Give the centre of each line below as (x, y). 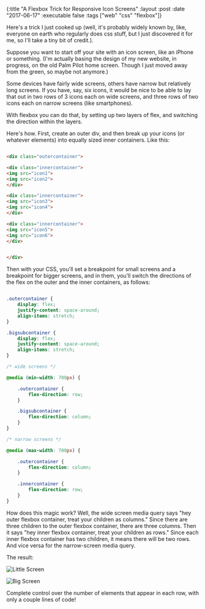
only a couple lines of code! (41, 599)
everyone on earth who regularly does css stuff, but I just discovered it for (100, 34)
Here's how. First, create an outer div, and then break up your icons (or (95, 133)
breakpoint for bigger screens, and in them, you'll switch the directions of (99, 276)
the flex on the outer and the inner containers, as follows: (78, 282)
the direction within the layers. (44, 121)
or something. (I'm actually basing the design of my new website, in (91, 59)
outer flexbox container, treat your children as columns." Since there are (97, 519)
